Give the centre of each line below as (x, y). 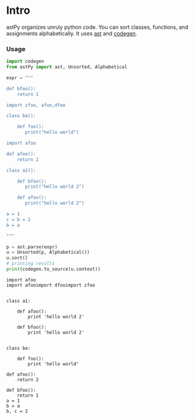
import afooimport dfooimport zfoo (51, 285)
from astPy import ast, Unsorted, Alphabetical (67, 67)
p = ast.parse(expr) (32, 247)
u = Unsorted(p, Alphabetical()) (48, 253)
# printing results (31, 264)
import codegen (25, 61)
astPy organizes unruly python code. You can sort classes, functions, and (97, 27)
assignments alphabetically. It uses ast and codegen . (72, 33)
